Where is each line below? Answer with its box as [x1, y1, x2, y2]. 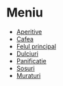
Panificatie [16, 56, 47, 65]
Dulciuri [16, 50, 39, 58]
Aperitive [16, 28, 42, 36]
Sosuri [16, 64, 35, 72]
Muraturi [16, 71, 41, 80]
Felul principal [16, 42, 56, 50]
